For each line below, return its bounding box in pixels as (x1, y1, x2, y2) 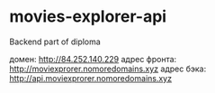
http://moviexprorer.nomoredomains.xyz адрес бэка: (9, 63, 207, 74)
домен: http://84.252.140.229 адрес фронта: (9, 53, 177, 64)
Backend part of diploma (9, 36, 101, 47)
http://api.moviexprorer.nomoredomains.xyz (9, 72, 173, 83)
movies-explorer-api (9, 6, 167, 27)
